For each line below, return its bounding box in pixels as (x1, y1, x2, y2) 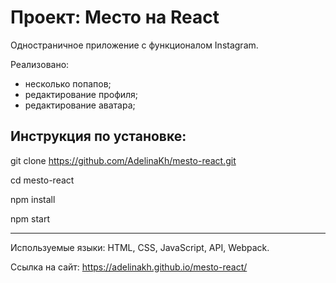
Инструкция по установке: (10, 128, 187, 145)
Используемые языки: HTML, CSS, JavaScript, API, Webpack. (10, 241, 270, 253)
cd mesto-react (10, 174, 75, 186)
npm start (10, 212, 51, 225)
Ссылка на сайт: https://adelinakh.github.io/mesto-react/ (10, 261, 248, 273)
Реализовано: (10, 58, 70, 70)
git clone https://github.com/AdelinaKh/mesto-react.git (10, 154, 237, 166)
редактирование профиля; (24, 88, 139, 100)
